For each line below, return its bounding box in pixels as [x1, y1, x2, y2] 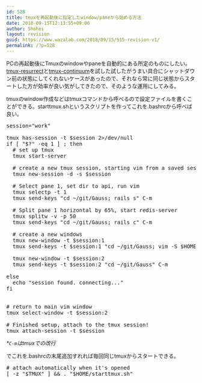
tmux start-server [12, 152, 67, 159]
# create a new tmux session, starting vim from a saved [12, 164, 185, 171]
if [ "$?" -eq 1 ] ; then [6, 140, 83, 147]
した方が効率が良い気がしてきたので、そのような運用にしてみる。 [16, 82, 180, 89]
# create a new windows [12, 230, 83, 238]
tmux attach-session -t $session [6, 327, 105, 334]
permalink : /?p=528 [6, 43, 55, 49]
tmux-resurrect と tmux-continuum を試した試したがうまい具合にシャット [6, 67, 185, 74]
